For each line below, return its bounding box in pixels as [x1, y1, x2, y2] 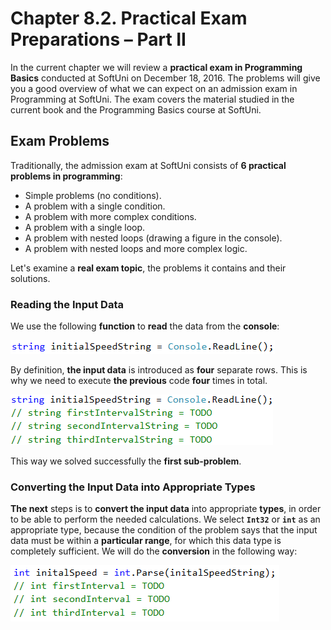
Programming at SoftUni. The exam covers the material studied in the [10, 93, 295, 105]
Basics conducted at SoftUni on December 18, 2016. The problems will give [10, 72, 321, 84]
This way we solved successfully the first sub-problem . [10, 455, 242, 467]
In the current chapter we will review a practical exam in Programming [10, 61, 303, 73]
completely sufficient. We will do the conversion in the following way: [10, 545, 298, 557]
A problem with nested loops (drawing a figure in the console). [24, 232, 283, 244]
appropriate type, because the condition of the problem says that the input [10, 524, 318, 536]
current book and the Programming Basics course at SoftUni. [10, 103, 262, 116]
